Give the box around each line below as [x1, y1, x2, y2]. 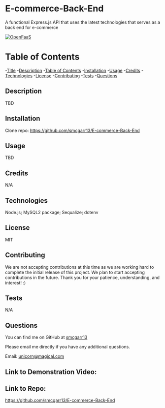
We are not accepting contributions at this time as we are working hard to [5, 264, 154, 270]
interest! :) [5, 280, 26, 285]
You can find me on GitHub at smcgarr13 [5, 334, 88, 340]
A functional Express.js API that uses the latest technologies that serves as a [5, 19, 161, 25]
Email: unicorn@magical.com [5, 353, 65, 359]
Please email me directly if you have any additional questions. [5, 344, 131, 350]
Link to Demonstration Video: [5, 368, 97, 376]
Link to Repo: [5, 384, 46, 393]
